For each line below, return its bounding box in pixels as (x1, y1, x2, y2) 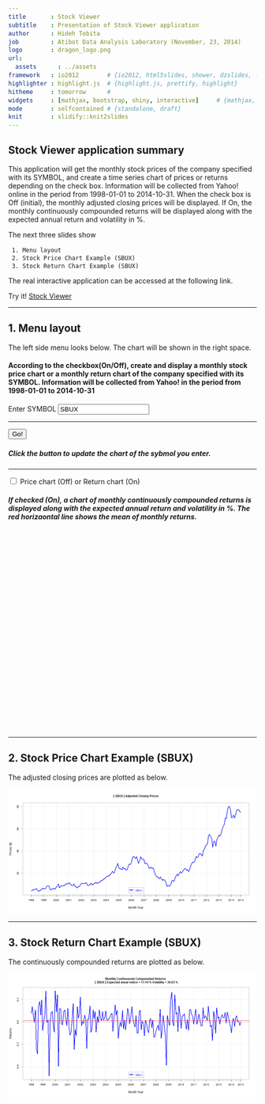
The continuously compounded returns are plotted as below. (8, 957, 205, 966)
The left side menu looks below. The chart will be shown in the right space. (8, 343, 252, 352)
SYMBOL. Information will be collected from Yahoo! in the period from (8, 377, 241, 387)
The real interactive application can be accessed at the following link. (8, 275, 233, 285)
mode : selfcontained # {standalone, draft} (8, 104, 181, 112)
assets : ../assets (15, 63, 97, 71)
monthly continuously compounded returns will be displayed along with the (8, 206, 252, 215)
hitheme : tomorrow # (8, 88, 111, 96)
